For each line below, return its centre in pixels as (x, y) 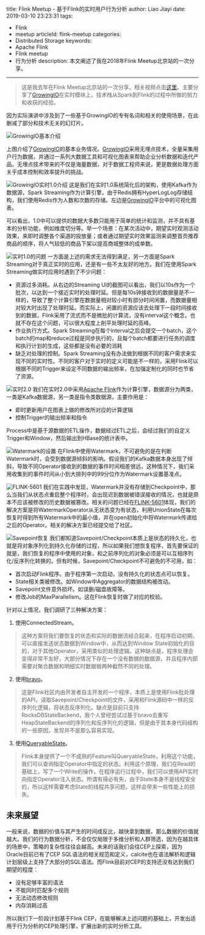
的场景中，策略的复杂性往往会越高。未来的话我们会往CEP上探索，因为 (95, 847)
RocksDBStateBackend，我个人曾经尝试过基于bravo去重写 (95, 715)
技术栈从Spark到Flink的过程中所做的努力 (147, 95)
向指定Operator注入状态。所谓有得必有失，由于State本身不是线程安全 (109, 779)
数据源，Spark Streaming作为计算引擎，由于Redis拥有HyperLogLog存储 (97, 192)
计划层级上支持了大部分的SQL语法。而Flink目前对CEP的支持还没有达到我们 (100, 862)
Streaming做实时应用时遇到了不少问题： (57, 272)
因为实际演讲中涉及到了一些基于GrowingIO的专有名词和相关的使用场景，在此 (103, 115)
